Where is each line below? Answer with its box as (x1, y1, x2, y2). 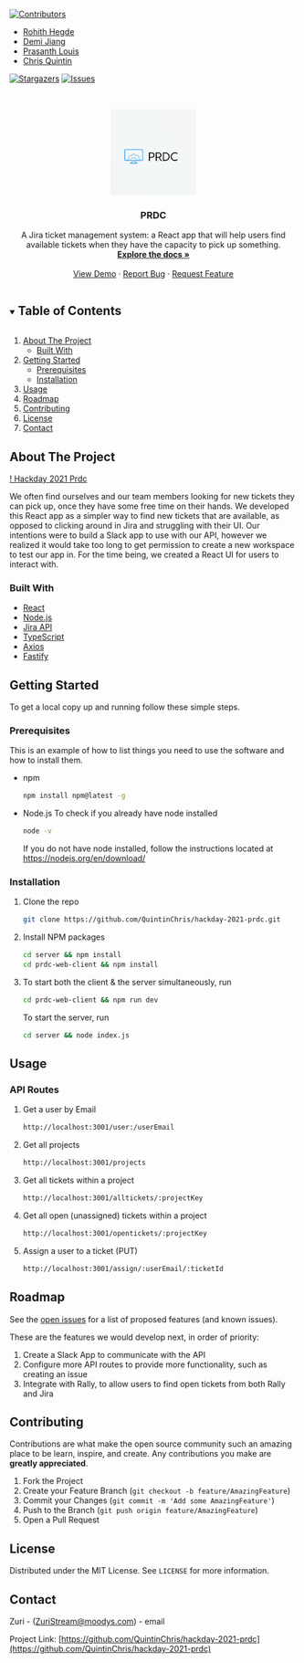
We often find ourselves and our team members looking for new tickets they (9, 490, 295, 501)
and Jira (22, 1388, 54, 1399)
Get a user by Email (22, 1104, 97, 1115)
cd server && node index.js (22, 1030, 130, 1040)
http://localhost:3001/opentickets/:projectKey (22, 1229, 207, 1238)
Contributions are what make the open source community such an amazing (9, 1438, 292, 1449)
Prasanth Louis (22, 46, 79, 57)
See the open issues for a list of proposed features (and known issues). (9, 1313, 278, 1324)
